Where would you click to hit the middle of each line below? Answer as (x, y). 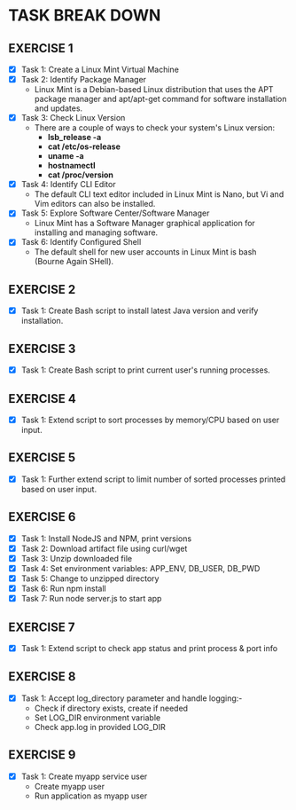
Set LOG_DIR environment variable (97, 717)
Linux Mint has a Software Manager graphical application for (145, 224)
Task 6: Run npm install (64, 588)
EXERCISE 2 (42, 289)
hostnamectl (71, 166)
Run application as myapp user (91, 796)
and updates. (58, 108)
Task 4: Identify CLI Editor (68, 185)
